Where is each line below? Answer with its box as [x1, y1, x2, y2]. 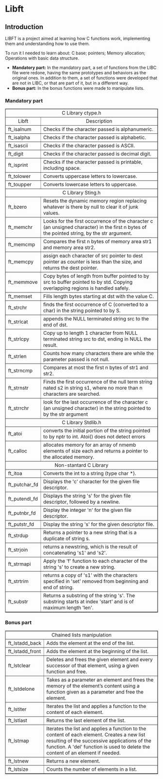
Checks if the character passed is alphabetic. [43, 134, 147, 141]
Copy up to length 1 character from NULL [43, 330, 138, 337]
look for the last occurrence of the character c [43, 399, 148, 406]
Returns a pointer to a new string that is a [43, 529, 137, 536]
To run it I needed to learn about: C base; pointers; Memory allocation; [5, 50, 146, 56]
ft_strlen [8, 353, 27, 360]
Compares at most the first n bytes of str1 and [43, 364, 149, 371]
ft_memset [8, 293, 33, 300]
